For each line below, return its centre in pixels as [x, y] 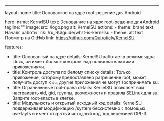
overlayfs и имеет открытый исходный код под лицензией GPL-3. [80, 113]
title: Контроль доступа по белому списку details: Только [71, 72]
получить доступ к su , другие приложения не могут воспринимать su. [85, 82]
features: [14, 47]
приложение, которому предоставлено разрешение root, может [79, 77]
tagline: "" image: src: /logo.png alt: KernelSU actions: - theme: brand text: [80, 27]
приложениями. [29, 67]
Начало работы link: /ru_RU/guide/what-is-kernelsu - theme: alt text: [74, 32]
